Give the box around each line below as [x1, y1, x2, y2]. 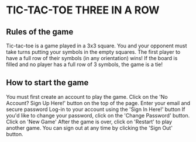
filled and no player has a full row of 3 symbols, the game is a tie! [6, 61, 163, 68]
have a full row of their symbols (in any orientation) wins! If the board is [6, 55, 178, 61]
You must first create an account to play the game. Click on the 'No [6, 93, 168, 100]
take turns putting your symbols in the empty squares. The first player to [6, 49, 181, 56]
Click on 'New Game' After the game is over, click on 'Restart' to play [6, 118, 173, 125]
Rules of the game [6, 27, 74, 37]
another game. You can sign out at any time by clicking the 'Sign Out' [6, 124, 173, 131]
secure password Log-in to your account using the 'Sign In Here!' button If [6, 106, 185, 113]
